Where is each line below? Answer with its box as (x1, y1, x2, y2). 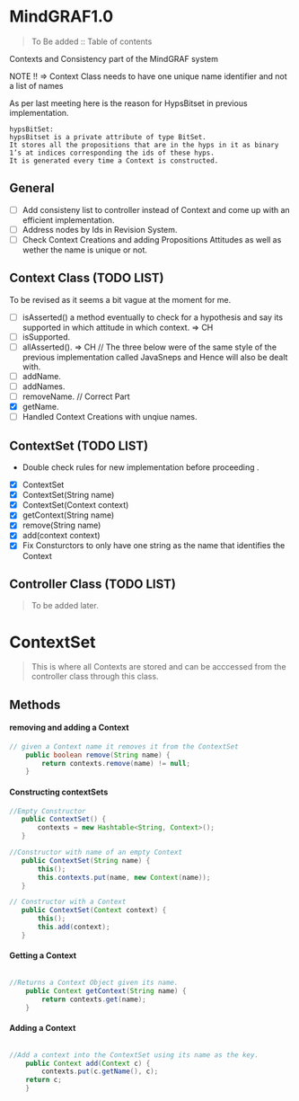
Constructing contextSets (9, 786, 109, 797)
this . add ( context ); (37, 923, 110, 932)
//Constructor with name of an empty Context (9, 848, 182, 857)
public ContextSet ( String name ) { (21, 856, 151, 865)
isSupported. (22, 331, 71, 342)
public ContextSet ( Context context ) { (21, 906, 167, 915)
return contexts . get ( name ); (41, 995, 146, 1004)
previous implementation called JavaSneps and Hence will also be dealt (22, 351, 288, 362)
